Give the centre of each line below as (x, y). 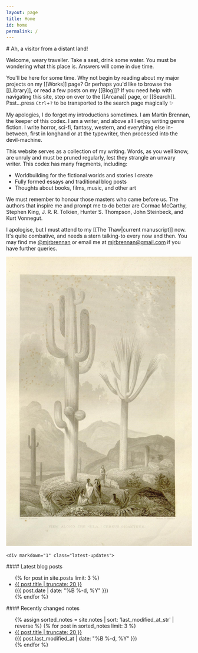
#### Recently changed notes (43, 608)
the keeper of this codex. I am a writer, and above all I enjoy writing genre (95, 121)
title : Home (21, 19)
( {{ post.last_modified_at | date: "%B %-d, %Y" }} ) (76, 639)
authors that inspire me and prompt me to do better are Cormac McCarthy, (97, 206)
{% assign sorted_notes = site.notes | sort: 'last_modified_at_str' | (94, 620)
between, (18, 134)
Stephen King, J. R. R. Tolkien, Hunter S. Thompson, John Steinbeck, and (95, 212)
